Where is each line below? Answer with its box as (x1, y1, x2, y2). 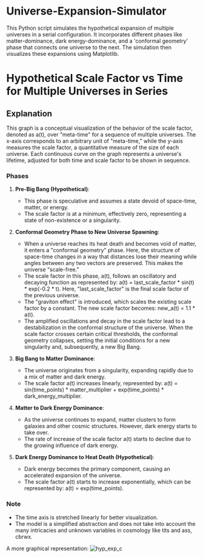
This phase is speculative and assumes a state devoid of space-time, (24, 197, 197, 204)
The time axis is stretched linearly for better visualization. (15, 514, 159, 521)
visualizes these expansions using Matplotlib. (6, 50, 119, 57)
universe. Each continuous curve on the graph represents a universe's (6, 150, 182, 157)
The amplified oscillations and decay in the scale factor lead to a (24, 317, 185, 325)
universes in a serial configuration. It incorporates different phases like (6, 30, 183, 38)
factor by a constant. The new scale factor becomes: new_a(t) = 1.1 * (24, 304, 196, 312)
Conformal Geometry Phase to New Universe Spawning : (15, 229, 159, 236)
